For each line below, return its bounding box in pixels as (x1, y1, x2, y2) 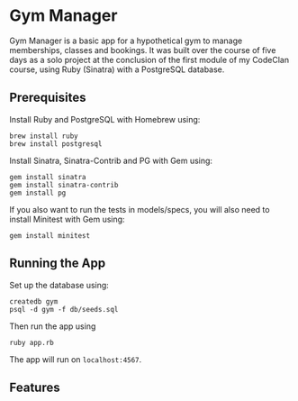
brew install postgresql (9, 139, 103, 149)
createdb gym (9, 296, 59, 306)
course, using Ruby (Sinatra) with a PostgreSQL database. (9, 64, 225, 75)
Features (9, 379, 60, 395)
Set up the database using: (9, 279, 110, 290)
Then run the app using (9, 321, 96, 332)
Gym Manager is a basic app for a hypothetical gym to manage (9, 35, 243, 46)
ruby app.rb (9, 338, 54, 347)
